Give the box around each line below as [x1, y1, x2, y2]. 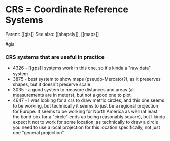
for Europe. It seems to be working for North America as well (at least [12, 108, 158, 115]
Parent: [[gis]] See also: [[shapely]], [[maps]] [5, 31, 99, 37]
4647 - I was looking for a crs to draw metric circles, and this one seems [12, 97, 165, 103]
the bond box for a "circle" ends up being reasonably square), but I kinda [12, 114, 165, 120]
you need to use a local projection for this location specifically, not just [12, 124, 160, 130]
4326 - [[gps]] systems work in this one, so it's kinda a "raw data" [12, 65, 151, 72]
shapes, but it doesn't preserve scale [12, 81, 90, 87]
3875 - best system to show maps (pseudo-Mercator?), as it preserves [12, 76, 161, 82]
